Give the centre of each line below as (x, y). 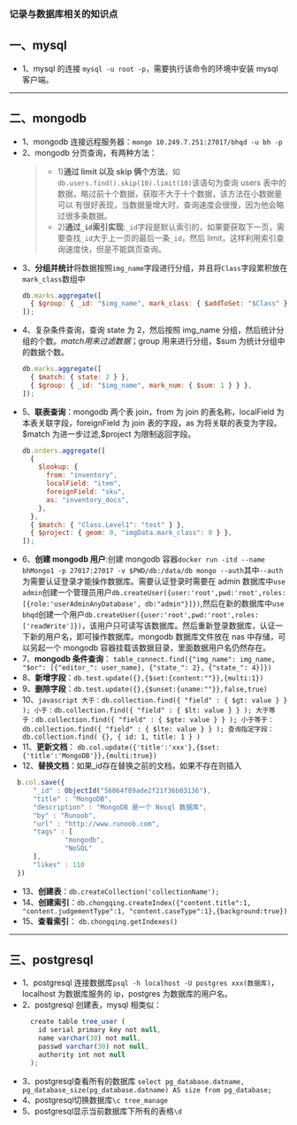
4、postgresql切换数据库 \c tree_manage (95, 1099)
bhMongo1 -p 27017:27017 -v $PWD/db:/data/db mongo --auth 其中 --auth (152, 570)
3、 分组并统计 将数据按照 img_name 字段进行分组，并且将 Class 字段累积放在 (155, 268)
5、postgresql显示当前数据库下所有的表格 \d (102, 1111)
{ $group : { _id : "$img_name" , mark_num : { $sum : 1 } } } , (141, 385)
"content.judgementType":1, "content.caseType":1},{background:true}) (155, 911)
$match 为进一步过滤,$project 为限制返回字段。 (109, 434)
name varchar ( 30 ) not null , (90, 1038)
